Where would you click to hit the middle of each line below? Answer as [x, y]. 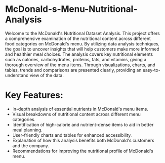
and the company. [31, 145]
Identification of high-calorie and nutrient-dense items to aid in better [83, 124]
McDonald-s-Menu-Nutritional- [71, 9]
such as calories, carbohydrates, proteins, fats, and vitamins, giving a [76, 59]
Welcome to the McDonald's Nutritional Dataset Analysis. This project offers [82, 33]
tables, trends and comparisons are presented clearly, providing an [73, 70]
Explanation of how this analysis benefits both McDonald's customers [83, 140]
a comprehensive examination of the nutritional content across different [78, 39]
